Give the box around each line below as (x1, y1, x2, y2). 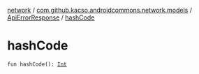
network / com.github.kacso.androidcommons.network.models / (7, 6, 192, 14)
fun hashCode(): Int (7, 61, 68, 68)
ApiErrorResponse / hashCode (7, 13, 95, 22)
